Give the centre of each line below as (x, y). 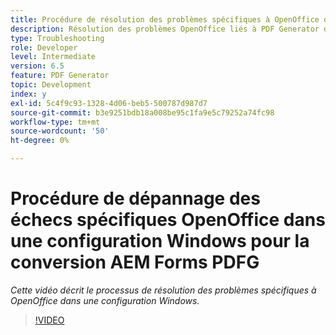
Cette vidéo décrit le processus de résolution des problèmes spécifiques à (163, 290)
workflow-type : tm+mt (55, 122)
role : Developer (44, 47)
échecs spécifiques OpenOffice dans (168, 220)
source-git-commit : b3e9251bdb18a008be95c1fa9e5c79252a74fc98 (142, 112)
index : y (28, 94)
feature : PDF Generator (60, 76)
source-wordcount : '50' (60, 131)
